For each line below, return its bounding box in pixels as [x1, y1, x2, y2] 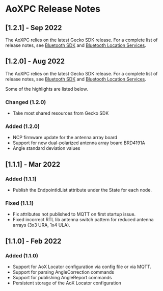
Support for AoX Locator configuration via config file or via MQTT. [12, 263, 152, 270]
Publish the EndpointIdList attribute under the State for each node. [12, 187, 152, 193]
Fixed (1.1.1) [5, 200, 34, 207]
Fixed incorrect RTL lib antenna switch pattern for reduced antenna [12, 217, 154, 223]
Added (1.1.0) [5, 252, 38, 259]
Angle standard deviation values [12, 145, 80, 151]
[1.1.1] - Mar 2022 [5, 160, 61, 169]
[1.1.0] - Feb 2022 [5, 236, 62, 245]
